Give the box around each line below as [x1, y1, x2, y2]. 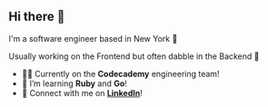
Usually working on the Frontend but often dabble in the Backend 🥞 [8, 51, 260, 62]
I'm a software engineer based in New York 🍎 [8, 33, 178, 44]
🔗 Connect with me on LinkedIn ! [21, 87, 143, 98]
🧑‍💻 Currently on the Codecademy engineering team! [21, 68, 220, 79]
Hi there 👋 [8, 9, 65, 24]
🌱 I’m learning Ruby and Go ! [21, 78, 128, 89]
